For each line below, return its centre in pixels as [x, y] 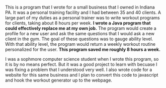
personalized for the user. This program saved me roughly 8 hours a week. [83, 49]
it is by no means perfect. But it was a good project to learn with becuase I [81, 64]
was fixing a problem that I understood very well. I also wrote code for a [79, 70]
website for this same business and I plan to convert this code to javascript [82, 75]
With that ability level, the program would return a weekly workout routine [80, 44]
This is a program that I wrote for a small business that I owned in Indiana [80, 7]
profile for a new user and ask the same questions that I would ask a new [80, 34]
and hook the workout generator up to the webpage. [59, 80]
